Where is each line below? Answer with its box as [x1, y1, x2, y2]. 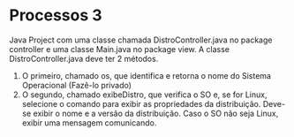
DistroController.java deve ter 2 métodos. [9, 53, 159, 64]
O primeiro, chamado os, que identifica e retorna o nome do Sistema [21, 70, 272, 80]
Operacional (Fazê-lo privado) [21, 80, 132, 90]
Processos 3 [9, 5, 103, 26]
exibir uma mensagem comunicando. [21, 117, 157, 128]
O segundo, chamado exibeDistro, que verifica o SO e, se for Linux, [21, 89, 268, 100]
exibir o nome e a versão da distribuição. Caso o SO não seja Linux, [33, 108, 279, 118]
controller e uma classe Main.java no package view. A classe [9, 43, 230, 54]
